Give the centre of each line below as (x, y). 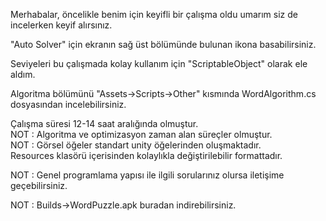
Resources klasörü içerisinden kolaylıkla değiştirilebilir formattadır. (146, 155)
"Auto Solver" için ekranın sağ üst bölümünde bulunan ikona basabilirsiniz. (163, 44)
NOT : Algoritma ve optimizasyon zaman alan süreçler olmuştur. (141, 134)
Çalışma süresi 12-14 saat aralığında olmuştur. (104, 123)
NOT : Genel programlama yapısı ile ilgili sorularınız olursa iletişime (147, 175)
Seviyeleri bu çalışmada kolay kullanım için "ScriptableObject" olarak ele (159, 63)
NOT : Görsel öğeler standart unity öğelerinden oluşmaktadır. (136, 145)
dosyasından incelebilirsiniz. (68, 104)
